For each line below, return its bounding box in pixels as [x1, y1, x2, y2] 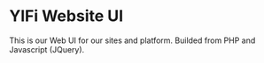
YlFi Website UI [9, 6, 124, 26]
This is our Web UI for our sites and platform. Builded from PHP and [9, 35, 256, 45]
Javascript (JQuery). [9, 44, 85, 54]
